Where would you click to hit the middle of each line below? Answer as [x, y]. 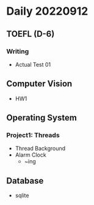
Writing [18, 51]
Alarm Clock [31, 155]
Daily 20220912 [47, 11]
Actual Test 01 [33, 64]
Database [25, 181]
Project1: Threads [33, 135]
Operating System [42, 118]
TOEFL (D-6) [31, 34]
